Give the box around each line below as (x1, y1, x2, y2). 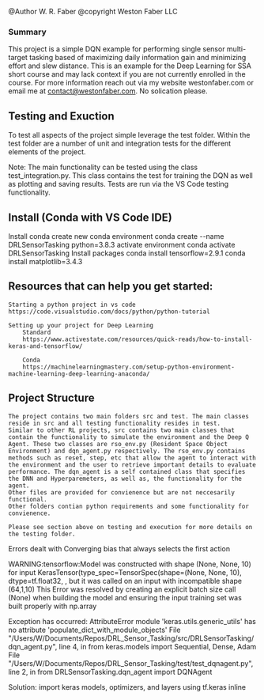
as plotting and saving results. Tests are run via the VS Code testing (8, 180, 229, 189)
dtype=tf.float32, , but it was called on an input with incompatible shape (8, 576, 243, 585)
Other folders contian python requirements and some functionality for (8, 502, 249, 510)
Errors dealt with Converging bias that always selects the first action (8, 543, 231, 553)
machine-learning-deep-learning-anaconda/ (8, 369, 150, 378)
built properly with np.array (8, 601, 97, 611)
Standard (22, 328, 51, 336)
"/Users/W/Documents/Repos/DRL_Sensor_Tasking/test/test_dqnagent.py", (8, 658, 254, 668)
